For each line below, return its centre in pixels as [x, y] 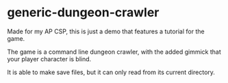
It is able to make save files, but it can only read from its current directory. [111, 72]
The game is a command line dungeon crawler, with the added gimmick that [114, 52]
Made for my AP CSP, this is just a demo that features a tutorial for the [106, 31]
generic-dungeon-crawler [83, 13]
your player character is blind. [49, 59]
